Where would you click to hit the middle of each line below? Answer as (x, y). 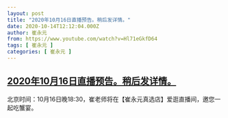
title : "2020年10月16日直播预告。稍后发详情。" (69, 20)
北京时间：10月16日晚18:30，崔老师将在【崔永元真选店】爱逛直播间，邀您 (111, 99)
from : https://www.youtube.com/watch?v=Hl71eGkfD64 (82, 39)
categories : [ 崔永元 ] (39, 52)
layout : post (26, 13)
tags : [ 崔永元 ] (30, 45)
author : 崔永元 (27, 33)
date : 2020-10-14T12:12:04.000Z (53, 26)
